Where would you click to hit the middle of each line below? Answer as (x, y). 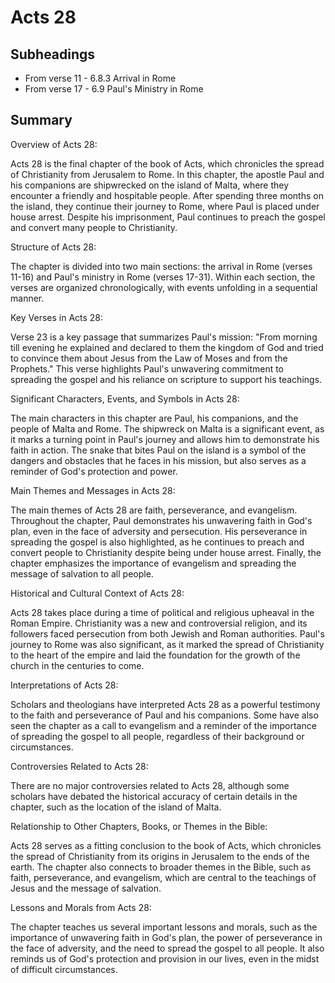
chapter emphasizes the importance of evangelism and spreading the (153, 563)
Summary (41, 120)
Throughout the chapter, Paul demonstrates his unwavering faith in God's (161, 520)
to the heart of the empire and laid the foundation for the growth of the (155, 655)
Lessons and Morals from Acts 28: (81, 907)
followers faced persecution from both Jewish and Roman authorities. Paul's (167, 633)
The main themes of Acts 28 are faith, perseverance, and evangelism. (154, 510)
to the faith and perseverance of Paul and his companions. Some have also (164, 715)
